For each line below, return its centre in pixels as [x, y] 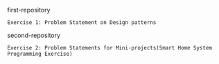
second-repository [34, 35]
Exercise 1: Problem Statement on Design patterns [82, 23]
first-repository [29, 10]
